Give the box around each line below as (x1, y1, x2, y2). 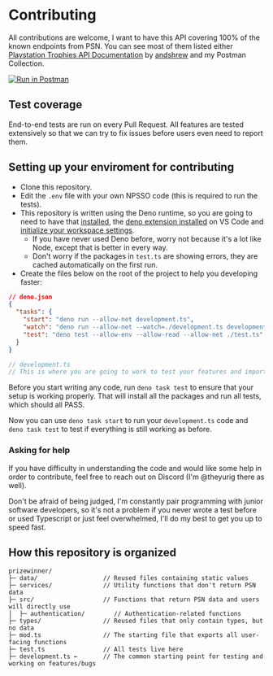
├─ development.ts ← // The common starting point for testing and (8, 652, 264, 661)
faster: (19, 277, 42, 286)
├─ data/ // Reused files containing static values (8, 574, 249, 582)
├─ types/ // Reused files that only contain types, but (8, 617, 264, 626)
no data (8, 624, 35, 632)
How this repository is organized (8, 546, 177, 559)
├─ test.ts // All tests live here (8, 645, 184, 654)
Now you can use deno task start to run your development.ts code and (8, 416, 249, 425)
